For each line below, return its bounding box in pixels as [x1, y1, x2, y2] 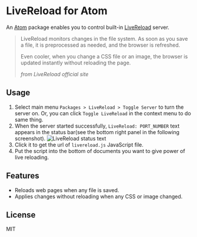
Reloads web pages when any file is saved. [14, 186, 119, 193]
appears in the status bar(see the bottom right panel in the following [14, 128, 180, 135]
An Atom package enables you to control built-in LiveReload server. [6, 24, 169, 31]
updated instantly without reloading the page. [20, 59, 131, 66]
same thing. [14, 116, 44, 123]
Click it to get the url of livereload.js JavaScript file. [14, 141, 144, 148]
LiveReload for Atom [6, 4, 108, 18]
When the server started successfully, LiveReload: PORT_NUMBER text [14, 122, 180, 129]
